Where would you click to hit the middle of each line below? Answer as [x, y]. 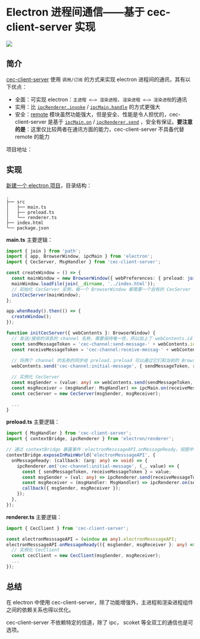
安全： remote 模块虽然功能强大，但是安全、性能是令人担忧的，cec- [98, 114]
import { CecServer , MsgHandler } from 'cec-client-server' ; [84, 262]
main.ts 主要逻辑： [29, 239]
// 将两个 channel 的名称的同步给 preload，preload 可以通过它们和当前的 [96, 361]
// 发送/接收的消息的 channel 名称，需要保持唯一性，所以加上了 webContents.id [102, 338]
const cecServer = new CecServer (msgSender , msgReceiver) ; [86, 394]
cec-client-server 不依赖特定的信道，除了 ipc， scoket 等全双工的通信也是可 [100, 622]
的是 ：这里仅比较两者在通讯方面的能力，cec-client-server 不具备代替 [99, 129]
